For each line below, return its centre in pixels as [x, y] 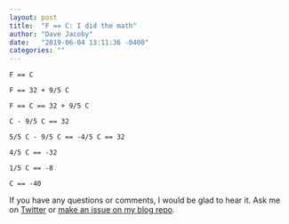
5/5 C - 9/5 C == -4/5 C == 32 [67, 137]
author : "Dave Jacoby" [51, 34]
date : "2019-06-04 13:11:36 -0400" [79, 42]
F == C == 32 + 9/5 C [49, 106]
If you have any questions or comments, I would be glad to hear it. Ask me [145, 200]
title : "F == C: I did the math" [73, 26]
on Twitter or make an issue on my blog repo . [92, 210]
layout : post [33, 17]
